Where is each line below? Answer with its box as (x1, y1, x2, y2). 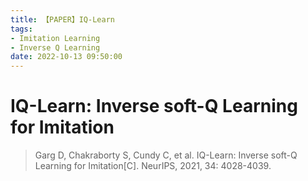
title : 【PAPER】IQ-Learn (10, 14, 115, 25)
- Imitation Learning (10, 33, 101, 43)
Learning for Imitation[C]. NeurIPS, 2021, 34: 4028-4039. (34, 160, 272, 172)
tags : (10, 24, 33, 34)
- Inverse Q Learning (10, 42, 101, 53)
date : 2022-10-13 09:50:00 (10, 52, 123, 62)
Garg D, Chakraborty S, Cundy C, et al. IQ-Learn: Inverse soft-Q (34, 149, 298, 161)
